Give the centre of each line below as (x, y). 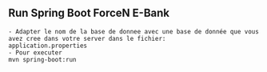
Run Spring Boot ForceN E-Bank (89, 13)
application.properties (48, 46)
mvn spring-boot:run (43, 59)
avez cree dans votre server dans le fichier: (87, 38)
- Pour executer (35, 52)
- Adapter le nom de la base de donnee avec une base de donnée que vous (134, 31)
